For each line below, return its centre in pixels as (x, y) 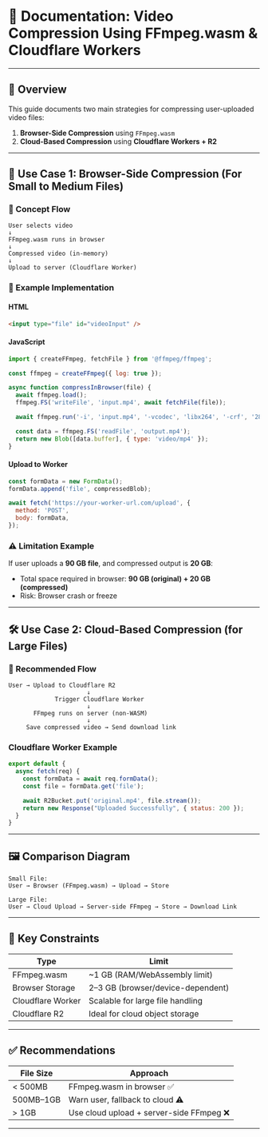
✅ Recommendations (62, 1051)
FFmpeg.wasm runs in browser (57, 240)
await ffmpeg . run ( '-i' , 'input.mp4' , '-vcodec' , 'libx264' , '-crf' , (132, 417)
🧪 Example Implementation (61, 288)
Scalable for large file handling (146, 1000)
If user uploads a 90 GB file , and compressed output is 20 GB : (111, 564)
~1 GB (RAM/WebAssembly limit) (151, 975)
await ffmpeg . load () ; (51, 395)
